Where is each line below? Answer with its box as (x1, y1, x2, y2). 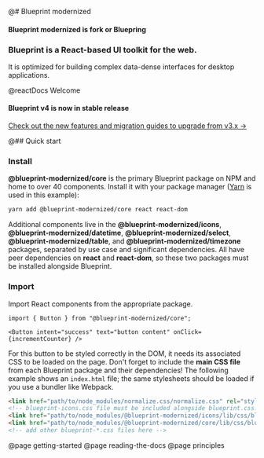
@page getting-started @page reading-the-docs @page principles (8, 440, 225, 450)
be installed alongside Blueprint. (8, 262, 112, 271)
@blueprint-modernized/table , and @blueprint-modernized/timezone (8, 236, 241, 246)
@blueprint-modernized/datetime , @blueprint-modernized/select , (8, 228, 232, 238)
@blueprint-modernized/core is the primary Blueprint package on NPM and (8, 174, 256, 183)
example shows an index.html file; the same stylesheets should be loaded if (8, 373, 255, 383)
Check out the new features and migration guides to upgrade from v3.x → (8, 121, 247, 130)
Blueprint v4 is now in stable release (8, 104, 130, 113)
